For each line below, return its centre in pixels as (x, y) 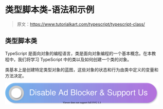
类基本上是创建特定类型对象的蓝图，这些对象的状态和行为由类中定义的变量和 (82, 69)
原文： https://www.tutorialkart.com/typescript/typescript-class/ (81, 24)
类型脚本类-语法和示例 (50, 10)
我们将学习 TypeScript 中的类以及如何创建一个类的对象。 (75, 59)
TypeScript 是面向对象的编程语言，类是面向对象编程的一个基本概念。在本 (78, 53)
